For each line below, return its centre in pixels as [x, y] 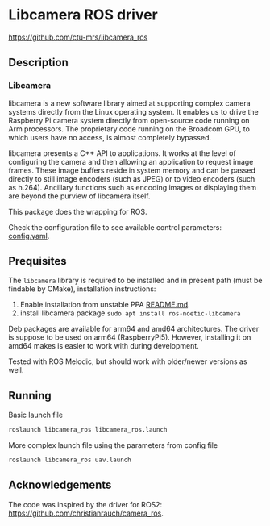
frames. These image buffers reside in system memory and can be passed [132, 170]
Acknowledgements [60, 485]
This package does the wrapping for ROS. [78, 211]
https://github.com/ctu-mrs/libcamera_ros [78, 37]
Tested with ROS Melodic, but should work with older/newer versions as [128, 361]
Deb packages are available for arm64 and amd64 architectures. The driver [134, 329]
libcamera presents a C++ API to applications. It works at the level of [122, 153]
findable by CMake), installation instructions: [82, 289]
